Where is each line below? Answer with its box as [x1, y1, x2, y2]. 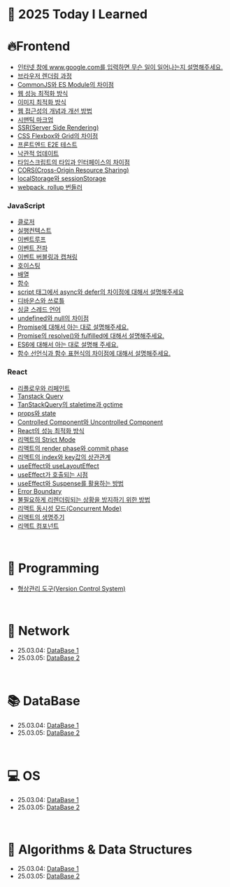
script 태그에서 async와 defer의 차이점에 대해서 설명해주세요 [17, 287, 184, 297]
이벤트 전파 [17, 244, 48, 252]
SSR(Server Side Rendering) [17, 123, 99, 132]
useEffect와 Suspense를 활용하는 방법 [17, 479, 124, 487]
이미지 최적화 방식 [17, 98, 66, 107]
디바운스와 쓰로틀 [17, 297, 65, 305]
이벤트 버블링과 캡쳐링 [17, 252, 78, 262]
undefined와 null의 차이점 [17, 314, 89, 323]
